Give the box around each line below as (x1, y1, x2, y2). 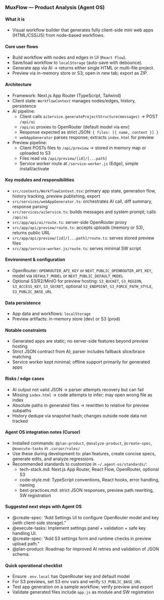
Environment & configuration (5, 256, 65, 262)
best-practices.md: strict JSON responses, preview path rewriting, (19, 487, 154, 493)
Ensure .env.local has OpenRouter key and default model (12, 573, 130, 579)
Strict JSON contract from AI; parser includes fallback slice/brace (12, 348, 145, 354)
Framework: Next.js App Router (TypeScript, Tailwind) (12, 93, 121, 98)
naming (19, 482, 35, 488)
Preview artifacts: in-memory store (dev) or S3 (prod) (12, 316, 120, 322)
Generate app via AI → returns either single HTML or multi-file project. (12, 65, 155, 71)
